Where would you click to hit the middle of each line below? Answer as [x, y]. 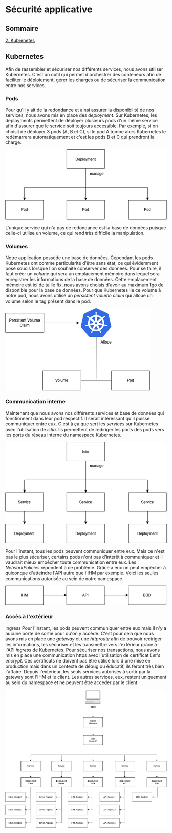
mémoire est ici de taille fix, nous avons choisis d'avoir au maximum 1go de [84, 285]
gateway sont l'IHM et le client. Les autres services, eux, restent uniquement [86, 677]
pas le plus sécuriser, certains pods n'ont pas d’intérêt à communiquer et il [84, 557]
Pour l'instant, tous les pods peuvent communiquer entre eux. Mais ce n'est [85, 551]
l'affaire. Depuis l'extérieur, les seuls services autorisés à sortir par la [78, 671]
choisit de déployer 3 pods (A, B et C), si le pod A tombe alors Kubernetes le [86, 132]
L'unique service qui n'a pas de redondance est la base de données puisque [86, 228]
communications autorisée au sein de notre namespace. [64, 579]
